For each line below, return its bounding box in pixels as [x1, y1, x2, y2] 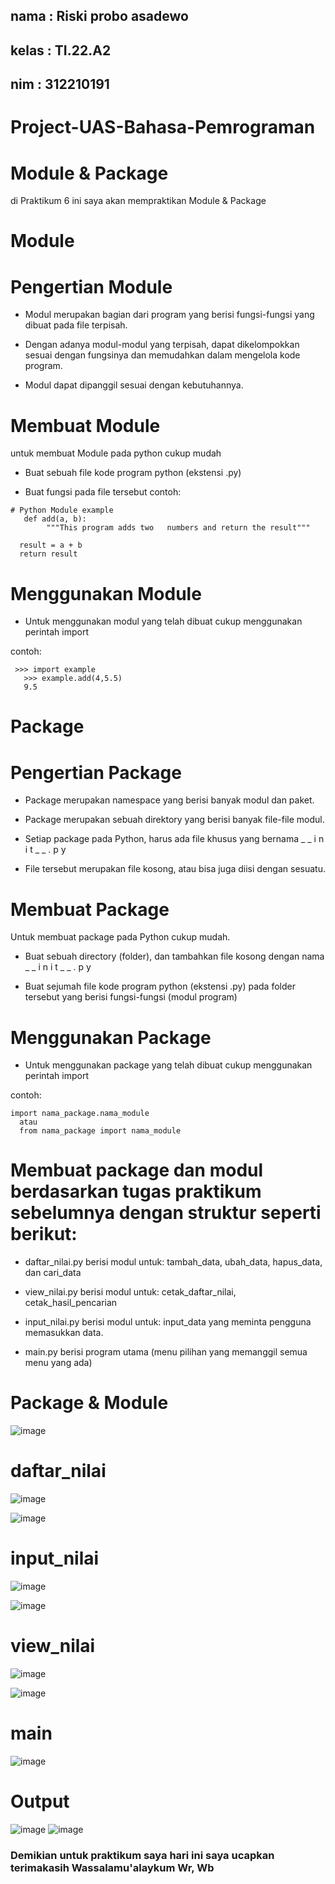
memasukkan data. [24, 1327, 104, 1339]
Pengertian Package [10, 761, 182, 784]
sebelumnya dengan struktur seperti [10, 1202, 322, 1224]
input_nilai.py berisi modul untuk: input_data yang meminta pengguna [24, 1316, 312, 1328]
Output [10, 1790, 70, 1813]
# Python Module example [10, 505, 114, 516]
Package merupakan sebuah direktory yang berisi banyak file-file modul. [24, 814, 325, 826]
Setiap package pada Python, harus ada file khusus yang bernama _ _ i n [24, 833, 325, 845]
